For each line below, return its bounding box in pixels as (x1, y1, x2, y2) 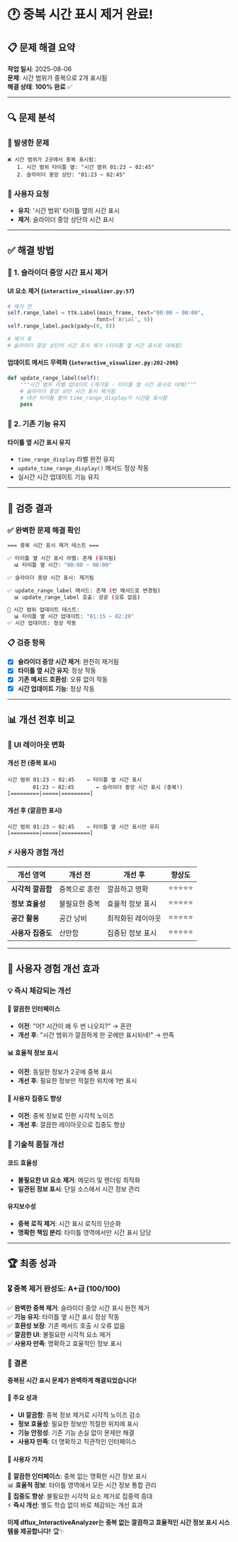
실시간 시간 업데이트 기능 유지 (17, 473, 99, 482)
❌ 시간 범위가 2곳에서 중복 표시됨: (7, 156, 97, 163)
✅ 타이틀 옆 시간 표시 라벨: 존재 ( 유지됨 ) (7, 555, 117, 562)
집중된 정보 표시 (107, 928, 157, 938)
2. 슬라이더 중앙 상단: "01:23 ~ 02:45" (16, 171, 126, 178)
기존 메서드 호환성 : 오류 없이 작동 (17, 675, 108, 684)
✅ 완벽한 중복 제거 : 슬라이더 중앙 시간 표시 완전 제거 (7, 1303, 150, 1312)
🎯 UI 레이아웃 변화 (7, 739, 65, 749)
